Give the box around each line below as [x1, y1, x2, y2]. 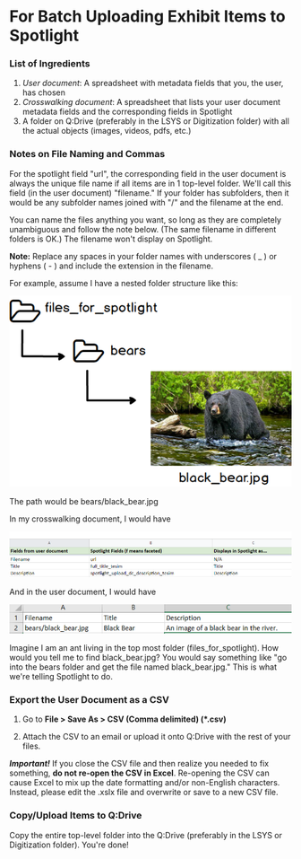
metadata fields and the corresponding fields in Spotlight [21, 106, 233, 118]
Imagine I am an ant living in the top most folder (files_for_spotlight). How [9, 643, 279, 653]
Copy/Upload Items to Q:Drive [9, 810, 142, 822]
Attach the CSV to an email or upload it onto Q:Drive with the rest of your [21, 732, 291, 742]
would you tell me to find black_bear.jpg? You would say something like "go [9, 653, 288, 663]
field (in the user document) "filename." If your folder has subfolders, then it [9, 187, 289, 198]
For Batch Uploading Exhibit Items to [9, 6, 286, 27]
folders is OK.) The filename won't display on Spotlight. [9, 233, 213, 244]
